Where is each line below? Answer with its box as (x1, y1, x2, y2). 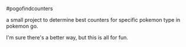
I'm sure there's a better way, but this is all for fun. (6, 34, 129, 41)
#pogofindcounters (6, 5, 53, 12)
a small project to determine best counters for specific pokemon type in (6, 16, 181, 23)
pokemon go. (6, 23, 38, 29)
